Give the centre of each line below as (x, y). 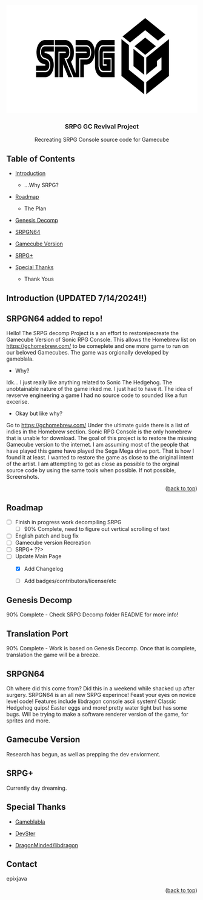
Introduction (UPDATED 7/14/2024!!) (77, 298)
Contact (22, 864)
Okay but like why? (38, 413)
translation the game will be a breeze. (53, 655)
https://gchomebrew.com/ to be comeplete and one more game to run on (98, 346)
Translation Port (37, 634)
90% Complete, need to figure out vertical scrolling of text (97, 529)
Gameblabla (30, 822)
